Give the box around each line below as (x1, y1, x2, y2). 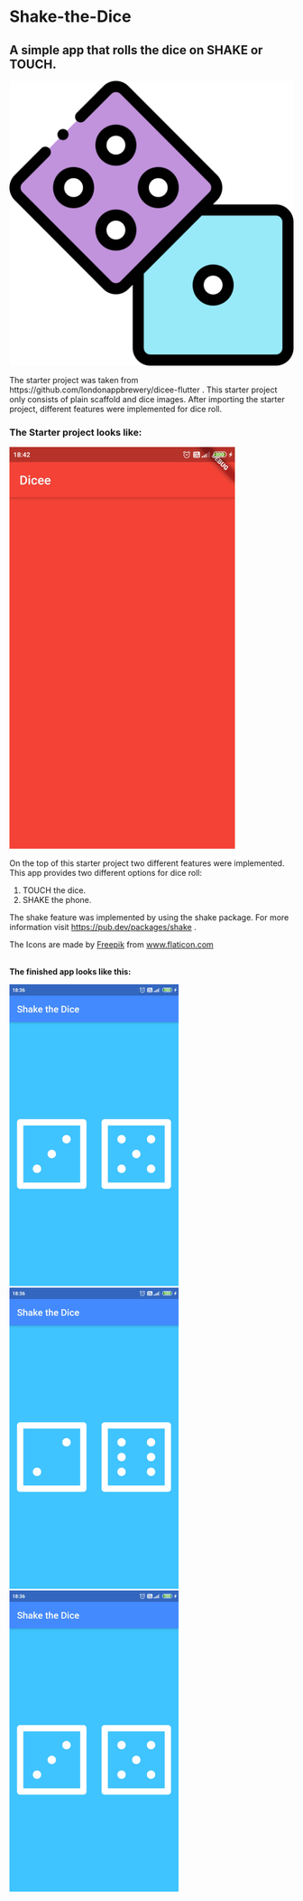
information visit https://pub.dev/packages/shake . (9, 922, 197, 933)
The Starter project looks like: (9, 426, 142, 438)
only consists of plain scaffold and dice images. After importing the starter (9, 394, 286, 404)
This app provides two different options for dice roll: (9, 868, 203, 879)
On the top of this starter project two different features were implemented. (9, 858, 285, 869)
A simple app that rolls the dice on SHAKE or (9, 42, 263, 58)
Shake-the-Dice (9, 6, 132, 27)
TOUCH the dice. (22, 885, 87, 896)
